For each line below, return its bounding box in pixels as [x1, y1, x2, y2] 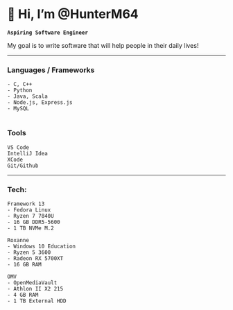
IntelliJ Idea [7, 150, 49, 157]
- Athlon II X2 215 [7, 286, 64, 293]
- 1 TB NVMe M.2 [7, 225, 54, 232]
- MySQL [7, 105, 30, 112]
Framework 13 [7, 200, 45, 207]
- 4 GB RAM [7, 291, 39, 299]
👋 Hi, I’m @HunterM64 [7, 6, 139, 22]
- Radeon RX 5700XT [7, 255, 64, 262]
